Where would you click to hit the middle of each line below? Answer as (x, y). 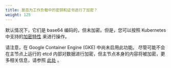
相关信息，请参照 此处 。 (36, 60)
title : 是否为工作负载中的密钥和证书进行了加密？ (51, 10)
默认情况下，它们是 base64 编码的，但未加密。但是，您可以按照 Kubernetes (86, 30)
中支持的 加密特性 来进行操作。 (37, 36)
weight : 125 (18, 15)
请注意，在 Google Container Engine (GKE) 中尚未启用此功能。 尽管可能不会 (85, 47)
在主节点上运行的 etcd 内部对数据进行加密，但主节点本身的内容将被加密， (83, 54)
